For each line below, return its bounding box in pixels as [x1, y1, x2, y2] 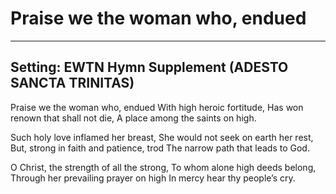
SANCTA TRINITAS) [10, 75, 135, 92]
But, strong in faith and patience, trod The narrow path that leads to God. [10, 142, 310, 154]
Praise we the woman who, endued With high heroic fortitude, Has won [10, 101, 304, 113]
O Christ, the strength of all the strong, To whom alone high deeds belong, [10, 161, 317, 173]
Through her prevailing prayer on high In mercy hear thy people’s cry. [10, 172, 296, 184]
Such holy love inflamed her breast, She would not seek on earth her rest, [10, 131, 314, 143]
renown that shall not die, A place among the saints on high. [10, 112, 257, 124]
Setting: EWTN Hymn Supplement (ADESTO [10, 59, 289, 76]
